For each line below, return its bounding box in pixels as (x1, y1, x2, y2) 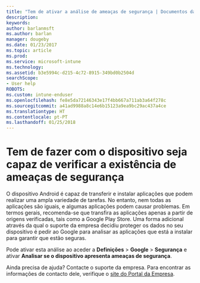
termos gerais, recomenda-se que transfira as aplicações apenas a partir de (6, 209, 193, 216)
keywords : (6, 20, 31, 26)
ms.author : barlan (6, 31, 52, 37)
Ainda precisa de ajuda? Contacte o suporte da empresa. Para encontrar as (6, 264, 191, 271)
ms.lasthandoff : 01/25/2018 (6, 120, 76, 126)
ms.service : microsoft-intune (6, 58, 82, 64)
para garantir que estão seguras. (6, 235, 86, 242)
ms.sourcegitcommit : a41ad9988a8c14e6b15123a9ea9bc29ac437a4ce (6, 102, 167, 109)
